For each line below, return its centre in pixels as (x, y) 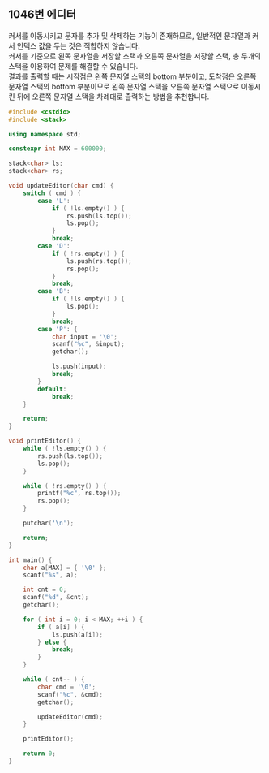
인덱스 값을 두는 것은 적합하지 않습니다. (78, 45)
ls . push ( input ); (79, 367)
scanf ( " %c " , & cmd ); (70, 694)
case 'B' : (54, 291)
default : (52, 389)
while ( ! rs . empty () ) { (65, 486)
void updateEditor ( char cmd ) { (61, 186)
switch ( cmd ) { (52, 193)
